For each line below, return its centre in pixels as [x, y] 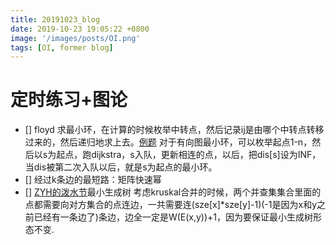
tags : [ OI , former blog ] [62, 47]
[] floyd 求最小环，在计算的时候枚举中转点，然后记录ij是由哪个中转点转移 [174, 130]
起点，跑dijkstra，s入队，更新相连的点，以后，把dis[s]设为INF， [189, 155]
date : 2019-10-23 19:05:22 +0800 [80, 29]
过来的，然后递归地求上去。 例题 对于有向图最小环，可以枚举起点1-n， [168, 142]
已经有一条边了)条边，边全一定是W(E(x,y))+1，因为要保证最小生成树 [173, 217]
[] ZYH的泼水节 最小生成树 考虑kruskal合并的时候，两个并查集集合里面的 [173, 192]
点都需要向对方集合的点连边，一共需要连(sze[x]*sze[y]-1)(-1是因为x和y [170, 205]
